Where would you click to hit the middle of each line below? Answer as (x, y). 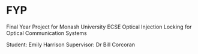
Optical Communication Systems (46, 33)
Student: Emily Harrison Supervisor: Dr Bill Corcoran (71, 45)
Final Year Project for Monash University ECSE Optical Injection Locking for (99, 27)
